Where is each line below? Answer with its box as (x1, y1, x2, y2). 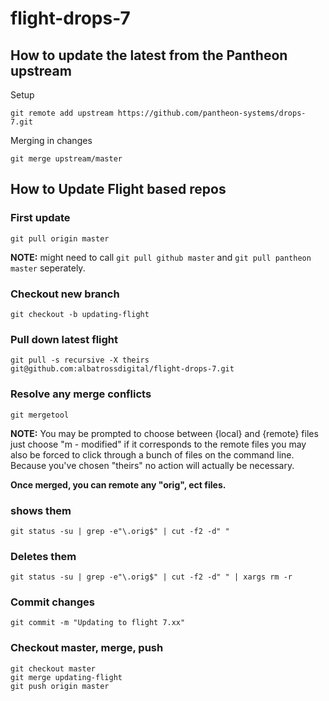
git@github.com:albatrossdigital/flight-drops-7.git (10, 364, 235, 374)
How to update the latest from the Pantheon (10, 47, 288, 64)
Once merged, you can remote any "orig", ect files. (10, 478, 227, 491)
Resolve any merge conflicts (10, 387, 152, 401)
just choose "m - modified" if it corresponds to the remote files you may (10, 438, 307, 450)
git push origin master (10, 681, 110, 691)
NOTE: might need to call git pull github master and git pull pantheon (10, 251, 312, 263)
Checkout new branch (10, 287, 120, 301)
